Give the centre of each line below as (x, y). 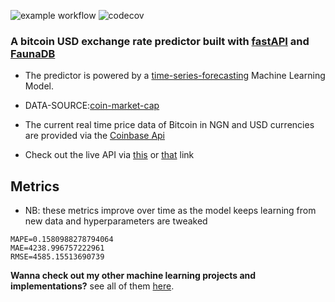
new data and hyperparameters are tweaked (116, 221)
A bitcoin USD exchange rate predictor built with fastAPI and (160, 41)
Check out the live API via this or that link (109, 155)
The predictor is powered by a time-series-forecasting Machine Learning (175, 76)
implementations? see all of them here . (92, 286)
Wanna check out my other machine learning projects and (133, 276)
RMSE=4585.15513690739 (57, 257)
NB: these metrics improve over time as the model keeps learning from (170, 211)
